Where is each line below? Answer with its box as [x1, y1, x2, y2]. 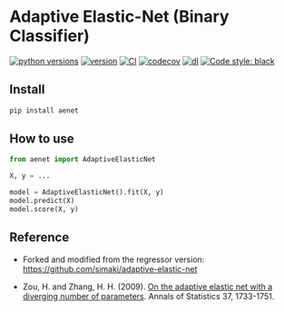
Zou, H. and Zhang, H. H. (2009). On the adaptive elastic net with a [22, 281, 273, 292]
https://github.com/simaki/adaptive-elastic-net [22, 263, 198, 274]
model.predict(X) [9, 197, 75, 206]
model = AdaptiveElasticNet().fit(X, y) [9, 188, 165, 197]
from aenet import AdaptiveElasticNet [9, 155, 156, 164]
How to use [9, 131, 74, 147]
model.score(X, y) [9, 204, 79, 214]
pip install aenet [9, 106, 79, 115]
